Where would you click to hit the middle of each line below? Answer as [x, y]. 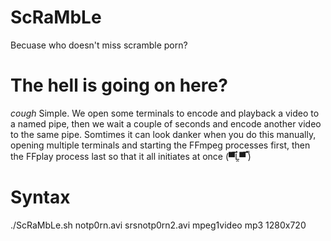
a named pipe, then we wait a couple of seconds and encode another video [166, 123]
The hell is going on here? [119, 85]
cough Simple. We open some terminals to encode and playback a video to [165, 113]
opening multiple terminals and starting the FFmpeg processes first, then [160, 145]
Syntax [40, 197]
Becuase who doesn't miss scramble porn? [99, 45]
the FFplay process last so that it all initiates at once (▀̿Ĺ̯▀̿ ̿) [131, 156]
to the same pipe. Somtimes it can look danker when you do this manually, [163, 134]
